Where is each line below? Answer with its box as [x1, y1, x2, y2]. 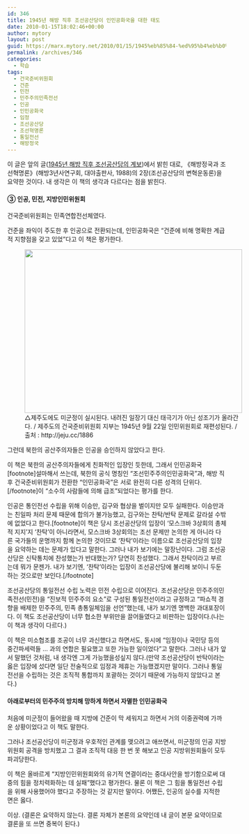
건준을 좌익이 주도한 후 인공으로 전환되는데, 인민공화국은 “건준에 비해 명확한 [7, 226, 212, 234]
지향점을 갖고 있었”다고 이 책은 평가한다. [14, 235, 123, 244]
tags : [7, 68, 23, 75]
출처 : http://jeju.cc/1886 [24, 431, 94, 440]
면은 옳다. [7, 796, 33, 804]
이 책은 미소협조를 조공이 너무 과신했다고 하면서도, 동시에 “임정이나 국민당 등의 [7, 636, 220, 644]
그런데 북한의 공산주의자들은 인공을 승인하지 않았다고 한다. [7, 446, 166, 454]
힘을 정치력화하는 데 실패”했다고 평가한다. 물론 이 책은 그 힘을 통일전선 [19, 778, 210, 787]
